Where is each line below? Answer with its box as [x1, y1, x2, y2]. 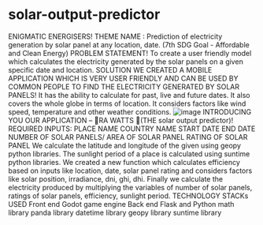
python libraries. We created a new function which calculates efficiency [8, 157, 240, 167]
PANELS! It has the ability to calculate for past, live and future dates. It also [8, 90, 250, 99]
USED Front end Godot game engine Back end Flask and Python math [8, 199, 235, 208]
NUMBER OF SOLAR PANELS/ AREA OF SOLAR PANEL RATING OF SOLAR [8, 132, 248, 141]
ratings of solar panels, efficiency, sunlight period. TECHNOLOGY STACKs [8, 191, 249, 201]
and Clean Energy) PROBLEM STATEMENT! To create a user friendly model [8, 48, 252, 58]
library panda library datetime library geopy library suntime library [8, 208, 222, 217]
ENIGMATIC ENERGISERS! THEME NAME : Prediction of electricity [8, 32, 223, 41]
